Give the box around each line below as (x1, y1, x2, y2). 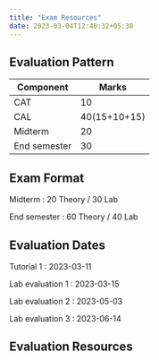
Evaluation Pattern (9, 55, 114, 70)
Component (16, 81, 69, 94)
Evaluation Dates (9, 237, 105, 253)
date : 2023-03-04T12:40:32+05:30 (9, 21, 134, 30)
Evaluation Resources (9, 339, 134, 355)
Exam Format (9, 170, 85, 185)
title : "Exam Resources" (9, 13, 102, 22)
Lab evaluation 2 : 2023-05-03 (9, 296, 123, 306)
